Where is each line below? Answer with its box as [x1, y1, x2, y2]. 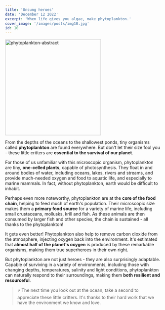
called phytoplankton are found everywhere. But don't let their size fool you [5, 144, 161, 151]
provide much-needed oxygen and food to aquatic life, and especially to [5, 175, 152, 181]
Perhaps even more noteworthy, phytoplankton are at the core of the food [5, 195, 156, 201]
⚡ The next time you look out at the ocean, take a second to [17, 287, 139, 293]
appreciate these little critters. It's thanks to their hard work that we [17, 295, 154, 301]
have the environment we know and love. [17, 300, 101, 306]
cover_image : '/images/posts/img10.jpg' [5, 21, 90, 26]
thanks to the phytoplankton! [5, 221, 64, 227]
